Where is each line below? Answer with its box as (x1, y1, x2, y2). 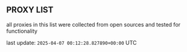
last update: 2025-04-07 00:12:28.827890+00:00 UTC (6, 39, 137, 46)
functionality (6, 27, 38, 34)
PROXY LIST (6, 5, 53, 15)
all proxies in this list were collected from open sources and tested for (6, 21, 181, 28)
